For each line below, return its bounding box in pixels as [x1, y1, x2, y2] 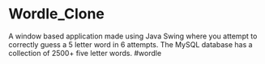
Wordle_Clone [8, 5, 105, 23]
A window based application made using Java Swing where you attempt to [8, 31, 258, 41]
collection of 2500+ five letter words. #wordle [8, 48, 162, 58]
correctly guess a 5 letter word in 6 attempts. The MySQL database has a [8, 39, 253, 49]
